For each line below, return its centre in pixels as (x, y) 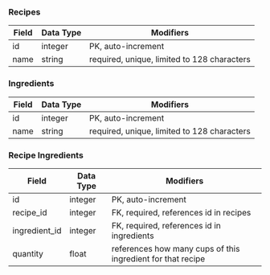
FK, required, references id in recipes (181, 212)
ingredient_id (37, 230)
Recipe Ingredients (46, 155)
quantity (28, 253)
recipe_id (30, 212)
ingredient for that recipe (158, 258)
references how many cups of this (176, 248)
